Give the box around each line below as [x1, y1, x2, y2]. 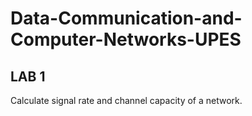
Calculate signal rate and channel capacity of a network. [10, 95, 243, 106]
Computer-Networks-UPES [10, 28, 242, 51]
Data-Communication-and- [10, 7, 243, 30]
